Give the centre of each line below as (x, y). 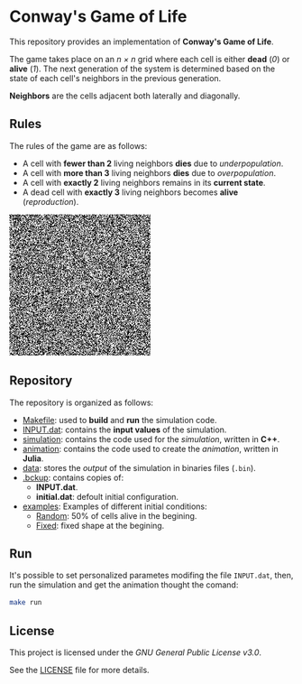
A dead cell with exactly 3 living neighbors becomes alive (130, 192)
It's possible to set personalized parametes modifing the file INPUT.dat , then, (151, 576)
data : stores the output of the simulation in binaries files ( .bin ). (139, 467)
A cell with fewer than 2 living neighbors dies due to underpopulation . (153, 163)
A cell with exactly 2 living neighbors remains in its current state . (144, 182)
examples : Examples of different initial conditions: (114, 506)
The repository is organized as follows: (82, 402)
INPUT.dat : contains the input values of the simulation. (124, 430)
